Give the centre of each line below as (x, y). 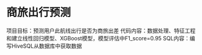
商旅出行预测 (39, 13)
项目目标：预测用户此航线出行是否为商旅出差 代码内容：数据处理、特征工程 (101, 31)
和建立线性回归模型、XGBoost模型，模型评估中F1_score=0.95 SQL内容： (98, 38)
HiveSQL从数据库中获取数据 (47, 46)
